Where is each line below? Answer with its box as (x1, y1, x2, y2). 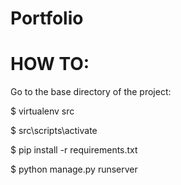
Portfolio (10, 7, 84, 30)
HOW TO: (10, 53, 90, 76)
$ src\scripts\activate (10, 125, 98, 137)
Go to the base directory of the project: (10, 86, 172, 98)
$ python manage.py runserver (10, 163, 138, 176)
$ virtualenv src (10, 105, 75, 117)
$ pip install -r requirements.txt (10, 144, 138, 156)
